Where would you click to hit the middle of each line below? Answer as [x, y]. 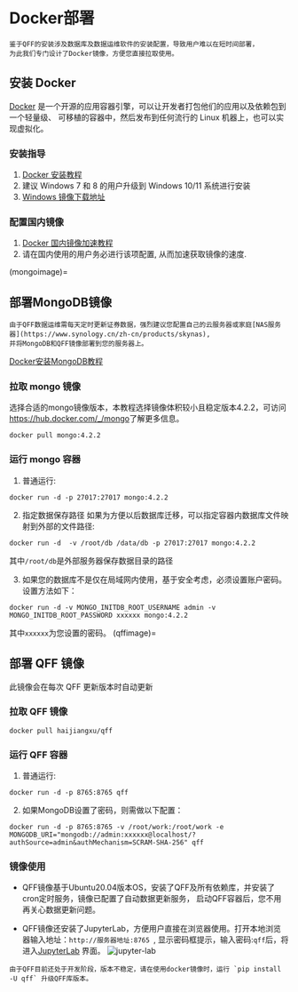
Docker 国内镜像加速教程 [67, 243]
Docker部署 [52, 18]
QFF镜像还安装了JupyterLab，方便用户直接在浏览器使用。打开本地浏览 [152, 929]
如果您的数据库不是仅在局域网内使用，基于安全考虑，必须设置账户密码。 [154, 580]
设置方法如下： [49, 590]
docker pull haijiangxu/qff [61, 731]
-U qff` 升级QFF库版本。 [51, 979]
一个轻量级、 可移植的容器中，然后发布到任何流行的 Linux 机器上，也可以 [143, 117]
